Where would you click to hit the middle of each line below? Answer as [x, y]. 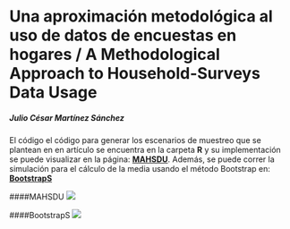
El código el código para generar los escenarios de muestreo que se [135, 140]
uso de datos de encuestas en [123, 35]
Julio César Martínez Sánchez [67, 117]
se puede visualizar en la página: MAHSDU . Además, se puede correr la [142, 159]
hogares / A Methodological [115, 55]
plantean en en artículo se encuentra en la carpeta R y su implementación [145, 150]
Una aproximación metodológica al [141, 17]
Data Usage [53, 93]
